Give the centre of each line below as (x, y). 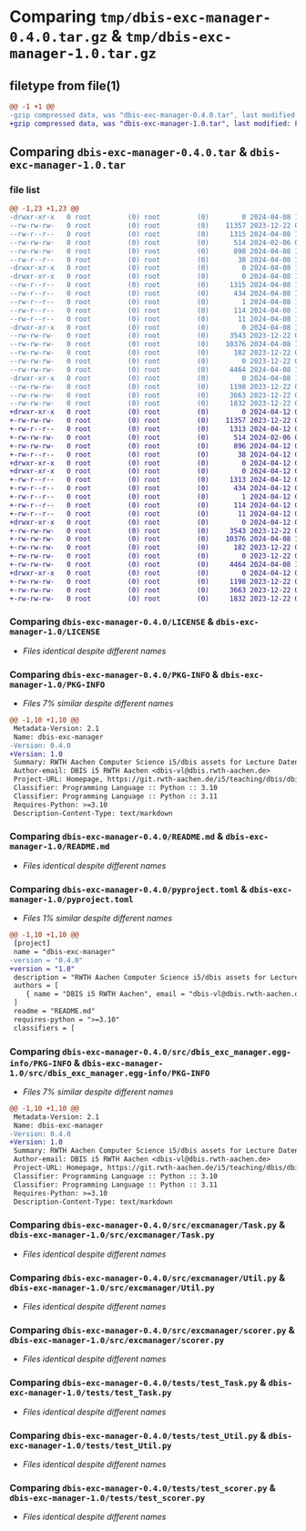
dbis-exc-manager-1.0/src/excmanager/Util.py (112, 1288)
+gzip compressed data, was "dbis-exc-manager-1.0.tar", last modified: (150, 123)
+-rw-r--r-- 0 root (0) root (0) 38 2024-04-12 (150, 454)
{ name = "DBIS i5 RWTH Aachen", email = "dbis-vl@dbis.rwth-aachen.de (164, 994)
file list (25, 190)
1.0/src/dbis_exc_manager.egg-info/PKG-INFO (110, 1073)
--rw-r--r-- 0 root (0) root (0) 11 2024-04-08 (150, 319)
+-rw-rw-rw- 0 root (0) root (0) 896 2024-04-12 (150, 446)
